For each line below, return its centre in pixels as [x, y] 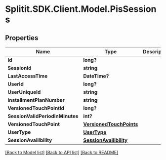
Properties [22, 38]
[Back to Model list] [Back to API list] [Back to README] [62, 152]
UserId [16, 84]
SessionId [20, 68]
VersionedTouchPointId [36, 108]
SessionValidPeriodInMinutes [43, 116]
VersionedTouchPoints [111, 124]
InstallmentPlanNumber [36, 100]
